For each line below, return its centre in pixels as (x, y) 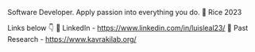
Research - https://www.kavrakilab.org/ (72, 39)
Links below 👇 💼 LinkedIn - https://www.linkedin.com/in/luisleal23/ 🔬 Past (128, 28)
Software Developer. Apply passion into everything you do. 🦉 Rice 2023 (125, 12)
